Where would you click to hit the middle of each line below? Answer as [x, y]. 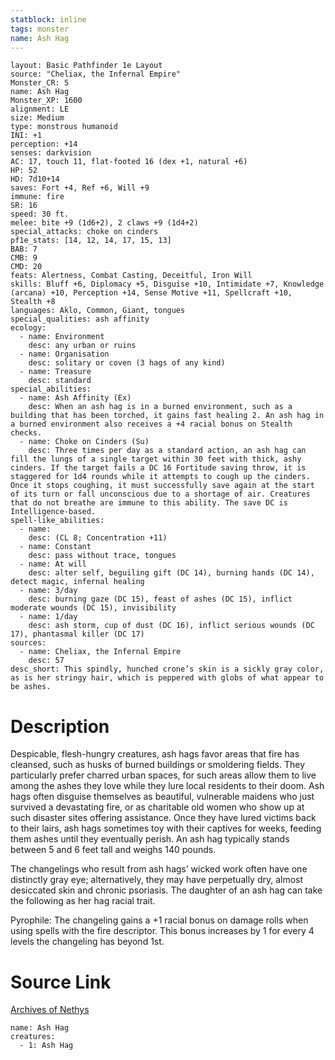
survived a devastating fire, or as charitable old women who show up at [157, 807]
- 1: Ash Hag [46, 1046]
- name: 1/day [48, 617]
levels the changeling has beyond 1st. [87, 942]
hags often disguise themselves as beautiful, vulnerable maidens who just [162, 797]
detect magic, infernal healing [77, 582]
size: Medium [37, 118]
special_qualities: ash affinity [80, 319]
